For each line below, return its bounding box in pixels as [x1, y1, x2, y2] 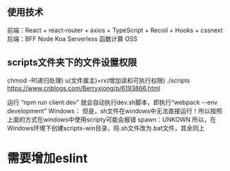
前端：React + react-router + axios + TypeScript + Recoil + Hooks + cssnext [7, 26, 223, 34]
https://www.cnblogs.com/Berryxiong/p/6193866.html [7, 84, 161, 92]
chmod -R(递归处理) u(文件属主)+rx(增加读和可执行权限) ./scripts [7, 76, 190, 84]
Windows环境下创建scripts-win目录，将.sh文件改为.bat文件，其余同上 [7, 124, 205, 132]
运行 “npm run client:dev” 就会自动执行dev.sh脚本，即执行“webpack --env [7, 98, 218, 106]
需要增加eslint [7, 150, 88, 166]
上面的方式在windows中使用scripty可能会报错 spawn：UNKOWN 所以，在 [7, 115, 216, 124]
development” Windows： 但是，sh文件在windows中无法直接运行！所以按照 [7, 106, 223, 115]
